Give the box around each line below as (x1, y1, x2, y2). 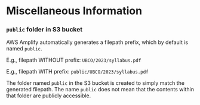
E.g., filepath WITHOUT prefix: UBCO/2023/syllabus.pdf (6, 56, 141, 63)
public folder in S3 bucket (6, 26, 82, 34)
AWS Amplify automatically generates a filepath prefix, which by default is (6, 39, 189, 46)
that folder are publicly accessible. (6, 92, 91, 99)
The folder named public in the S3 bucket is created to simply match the (6, 79, 185, 87)
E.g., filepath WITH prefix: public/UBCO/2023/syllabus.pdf (6, 68, 149, 75)
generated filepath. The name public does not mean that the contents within (6, 86, 194, 93)
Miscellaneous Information (6, 4, 142, 18)
